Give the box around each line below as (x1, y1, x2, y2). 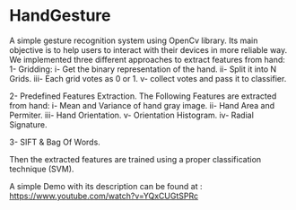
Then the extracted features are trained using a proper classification (9, 153, 262, 164)
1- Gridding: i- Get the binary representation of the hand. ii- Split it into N (9, 64, 277, 74)
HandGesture (9, 5, 111, 26)
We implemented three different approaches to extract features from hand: (9, 54, 285, 65)
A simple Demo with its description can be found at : (9, 180, 203, 191)
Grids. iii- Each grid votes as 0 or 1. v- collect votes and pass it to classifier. (9, 73, 287, 83)
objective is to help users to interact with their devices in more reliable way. (9, 44, 288, 55)
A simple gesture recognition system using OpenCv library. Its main (9, 35, 258, 46)
